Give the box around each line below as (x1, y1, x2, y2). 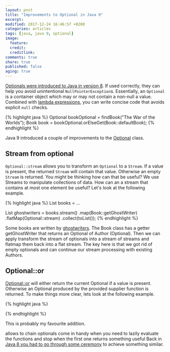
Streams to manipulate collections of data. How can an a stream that (5, 179, 148, 185)
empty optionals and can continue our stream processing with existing (5, 246, 153, 252)
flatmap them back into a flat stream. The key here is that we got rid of (5, 241, 153, 247)
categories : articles (5, 26, 51, 31)
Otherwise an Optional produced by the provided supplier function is (5, 285, 149, 292)
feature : (10, 41, 28, 46)
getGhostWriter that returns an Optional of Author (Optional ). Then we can (5, 230, 161, 236)
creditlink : (10, 50, 36, 55)
